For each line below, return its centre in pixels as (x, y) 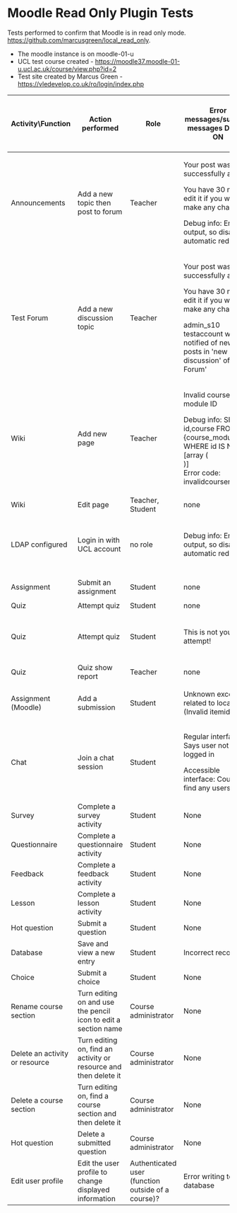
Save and (93, 943)
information (97, 1198)
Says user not (206, 745)
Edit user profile (37, 1180)
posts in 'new (205, 351)
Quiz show (95, 667)
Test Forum (30, 318)
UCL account (99, 549)
